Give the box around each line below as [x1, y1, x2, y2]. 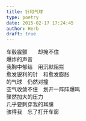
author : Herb [6, 25, 39, 32]
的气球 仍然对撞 [6, 78, 49, 86]
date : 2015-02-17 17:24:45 [6, 20, 74, 26]
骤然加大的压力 [6, 93, 43, 101]
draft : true [6, 31, 36, 37]
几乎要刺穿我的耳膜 [6, 101, 54, 108]
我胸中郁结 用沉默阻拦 [6, 63, 64, 71]
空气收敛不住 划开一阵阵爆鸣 [6, 86, 80, 93]
